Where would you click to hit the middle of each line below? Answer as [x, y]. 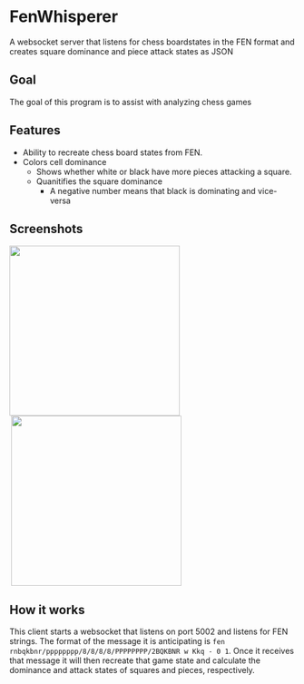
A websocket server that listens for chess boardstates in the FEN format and [152, 42]
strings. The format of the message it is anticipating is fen [117, 641]
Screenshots [46, 229]
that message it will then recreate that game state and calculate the [135, 660]
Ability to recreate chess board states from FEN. [113, 152]
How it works [47, 610]
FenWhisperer [64, 17]
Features [35, 130]
